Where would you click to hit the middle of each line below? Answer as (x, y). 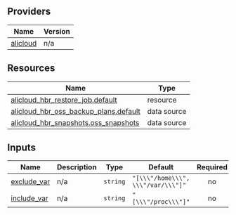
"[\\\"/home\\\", (161, 178)
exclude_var (31, 182)
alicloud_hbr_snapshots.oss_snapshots (75, 122)
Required (212, 167)
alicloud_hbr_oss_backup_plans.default (76, 111)
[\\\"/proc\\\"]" (161, 202)
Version (57, 31)
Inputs (22, 148)
